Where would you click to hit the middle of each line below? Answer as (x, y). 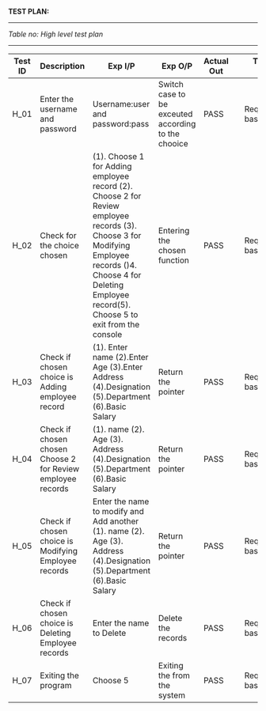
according (177, 124)
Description (62, 66)
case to (172, 94)
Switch (171, 84)
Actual (216, 61)
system (172, 695)
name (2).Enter (120, 357)
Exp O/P (177, 66)
